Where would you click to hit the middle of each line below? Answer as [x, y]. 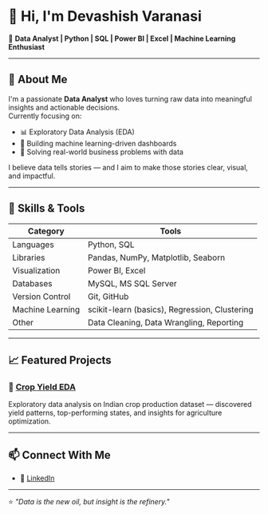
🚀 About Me [38, 80]
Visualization [36, 270]
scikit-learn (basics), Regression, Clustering [170, 309]
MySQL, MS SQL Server [132, 283]
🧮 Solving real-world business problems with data [101, 152]
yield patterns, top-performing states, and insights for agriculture [115, 413]
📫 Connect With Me [60, 455]
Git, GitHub [108, 297]
